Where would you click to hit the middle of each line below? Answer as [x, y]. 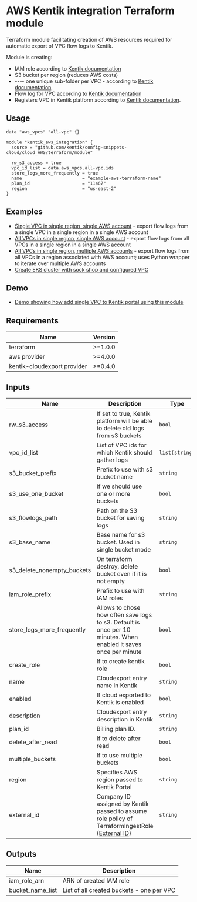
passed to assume [122, 811]
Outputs [21, 854]
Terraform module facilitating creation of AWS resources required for [89, 39]
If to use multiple [119, 755]
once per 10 [113, 629]
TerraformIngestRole [125, 826]
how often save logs [124, 615]
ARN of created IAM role [96, 880]
